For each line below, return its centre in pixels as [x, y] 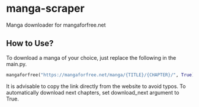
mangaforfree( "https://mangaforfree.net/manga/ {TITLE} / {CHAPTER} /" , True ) [100, 75]
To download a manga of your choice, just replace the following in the [91, 57]
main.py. [17, 64]
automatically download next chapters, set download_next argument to [93, 92]
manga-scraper [45, 9]
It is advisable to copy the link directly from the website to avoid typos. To [96, 86]
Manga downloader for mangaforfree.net [56, 25]
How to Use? [30, 43]
